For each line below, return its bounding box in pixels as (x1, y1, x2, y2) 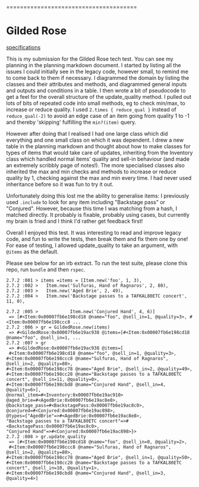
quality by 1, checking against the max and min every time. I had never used (6, 174, 192, 182)
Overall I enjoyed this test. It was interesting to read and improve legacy (6, 229, 181, 236)
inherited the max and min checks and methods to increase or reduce (6, 168, 176, 175)
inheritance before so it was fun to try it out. (6, 180, 114, 188)
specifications (6, 43, 41, 51)
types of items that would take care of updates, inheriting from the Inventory (6, 149, 193, 156)
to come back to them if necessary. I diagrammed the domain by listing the (6, 74, 189, 81)
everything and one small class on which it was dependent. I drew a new (6, 136, 184, 143)
